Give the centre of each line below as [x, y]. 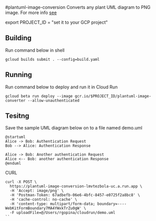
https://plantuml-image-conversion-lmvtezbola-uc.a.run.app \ [76, 186]
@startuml [16, 137]
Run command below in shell [35, 50]
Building [18, 38]
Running [19, 75]
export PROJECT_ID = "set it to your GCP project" [56, 22]
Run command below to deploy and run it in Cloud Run [61, 87]
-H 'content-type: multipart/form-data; [52, 204]
